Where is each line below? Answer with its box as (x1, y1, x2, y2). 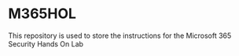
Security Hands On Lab (8, 39, 84, 48)
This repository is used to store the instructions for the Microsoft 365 (8, 31, 232, 40)
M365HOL (8, 5, 77, 23)
